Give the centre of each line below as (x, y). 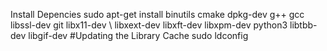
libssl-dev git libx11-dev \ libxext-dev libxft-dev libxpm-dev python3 (149, 25)
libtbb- (303, 25)
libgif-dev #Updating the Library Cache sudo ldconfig (138, 35)
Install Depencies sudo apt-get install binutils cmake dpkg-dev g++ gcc (157, 14)
